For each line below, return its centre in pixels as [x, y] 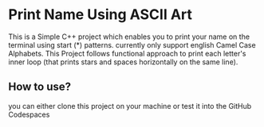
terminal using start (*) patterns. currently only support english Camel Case [132, 44]
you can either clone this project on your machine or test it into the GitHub [130, 106]
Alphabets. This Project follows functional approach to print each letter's [127, 53]
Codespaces [29, 114]
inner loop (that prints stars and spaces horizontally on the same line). [123, 62]
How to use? [40, 87]
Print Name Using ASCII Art [100, 15]
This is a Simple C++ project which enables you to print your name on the [129, 37]
